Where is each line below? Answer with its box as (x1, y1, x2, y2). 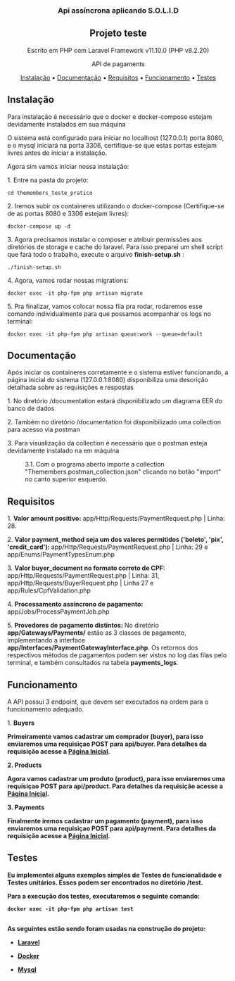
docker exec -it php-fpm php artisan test (7, 905, 134, 913)
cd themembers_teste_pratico (7, 189, 93, 196)
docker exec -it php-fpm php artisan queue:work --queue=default (7, 330, 203, 338)
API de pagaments (91, 59, 146, 68)
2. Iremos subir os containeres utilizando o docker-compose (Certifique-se (7, 201, 224, 210)
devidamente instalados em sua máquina (7, 120, 126, 128)
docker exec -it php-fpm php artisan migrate (7, 289, 143, 297)
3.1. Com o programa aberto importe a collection (25, 460, 165, 469)
